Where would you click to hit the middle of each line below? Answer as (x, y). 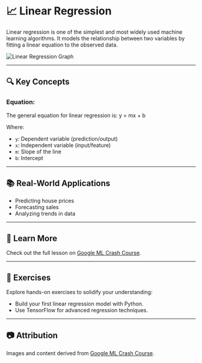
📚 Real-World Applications (58, 183)
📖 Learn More (32, 238)
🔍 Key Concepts (38, 82)
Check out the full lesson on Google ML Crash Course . (74, 253)
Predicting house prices (44, 201)
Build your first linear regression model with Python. (79, 304)
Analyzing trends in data (45, 214)
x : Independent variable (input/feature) (63, 145)
